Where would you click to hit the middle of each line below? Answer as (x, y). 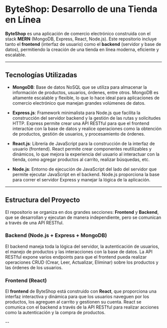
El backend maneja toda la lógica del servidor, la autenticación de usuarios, (82, 246)
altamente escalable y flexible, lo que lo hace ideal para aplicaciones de (86, 98)
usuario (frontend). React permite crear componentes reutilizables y (82, 149)
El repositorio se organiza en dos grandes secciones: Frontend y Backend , (82, 212)
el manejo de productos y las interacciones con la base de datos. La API (79, 251)
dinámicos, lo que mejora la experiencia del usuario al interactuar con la (86, 154)
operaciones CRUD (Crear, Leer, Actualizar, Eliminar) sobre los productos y (82, 262)
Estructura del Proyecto (43, 200)
